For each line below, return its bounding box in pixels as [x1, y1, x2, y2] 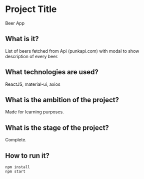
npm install [5, 164, 30, 169]
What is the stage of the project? [5, 123, 109, 132]
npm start [5, 169, 26, 174]
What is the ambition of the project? [5, 95, 119, 104]
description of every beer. [5, 53, 58, 59]
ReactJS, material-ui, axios [5, 81, 61, 87]
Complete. [5, 137, 26, 143]
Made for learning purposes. [5, 109, 64, 115]
